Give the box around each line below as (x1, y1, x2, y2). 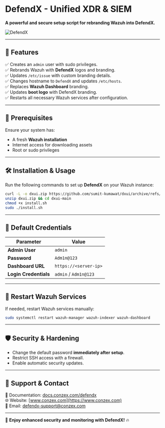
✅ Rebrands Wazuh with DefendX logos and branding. (5, 67, 115, 72)
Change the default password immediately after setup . (12, 350, 125, 356)
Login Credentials (7, 270, 50, 277)
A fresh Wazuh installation (12, 137, 67, 143)
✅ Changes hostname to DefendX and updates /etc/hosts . (5, 78, 122, 84)
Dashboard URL (7, 262, 45, 269)
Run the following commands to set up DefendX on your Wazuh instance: (5, 182, 154, 188)
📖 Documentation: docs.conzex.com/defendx (5, 392, 97, 398)
